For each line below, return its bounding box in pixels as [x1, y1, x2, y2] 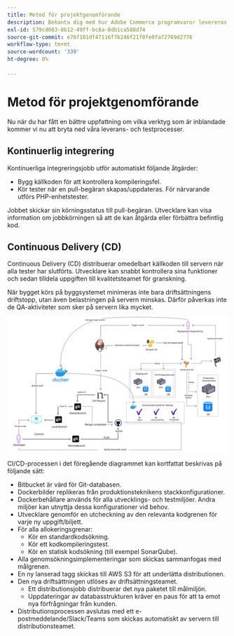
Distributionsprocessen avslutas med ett [17, 607, 135, 616]
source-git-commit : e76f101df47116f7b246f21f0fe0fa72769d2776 [7, 34, 193, 41]
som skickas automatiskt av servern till [107, 614, 219, 623]
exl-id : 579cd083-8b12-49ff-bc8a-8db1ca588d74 [7, 26, 146, 33]
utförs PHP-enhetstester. [17, 192, 89, 201]
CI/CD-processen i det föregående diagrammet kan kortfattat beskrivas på [7, 459, 223, 468]
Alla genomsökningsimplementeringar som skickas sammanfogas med [17, 555, 222, 564]
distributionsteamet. [17, 622, 76, 630]
